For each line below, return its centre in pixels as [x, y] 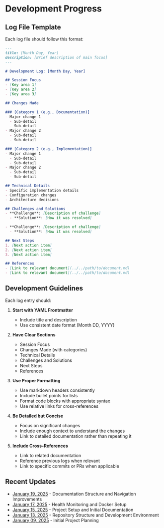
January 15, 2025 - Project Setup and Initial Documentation [73, 510]
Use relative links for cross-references [59, 406]
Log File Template [33, 27]
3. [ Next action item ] [29, 255]
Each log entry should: [28, 300]
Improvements [27, 499]
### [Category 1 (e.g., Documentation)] [48, 112]
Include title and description [48, 319]
